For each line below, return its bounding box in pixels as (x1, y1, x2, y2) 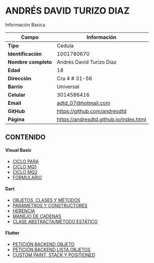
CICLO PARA (12, 158, 39, 164)
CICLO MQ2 (12, 169, 38, 175)
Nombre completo (8, 58, 52, 65)
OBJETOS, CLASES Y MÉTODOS (12, 197, 81, 203)
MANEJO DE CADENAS (12, 213, 61, 219)
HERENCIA (12, 208, 35, 214)
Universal (56, 83, 80, 90)
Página (8, 116, 25, 123)
